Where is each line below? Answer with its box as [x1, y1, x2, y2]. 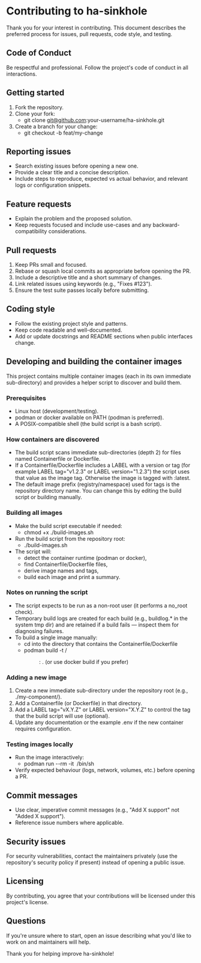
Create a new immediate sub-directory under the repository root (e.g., [14, 687, 188, 694]
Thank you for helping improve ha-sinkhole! [6, 950, 114, 957]
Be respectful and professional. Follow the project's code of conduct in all [6, 64, 189, 71]
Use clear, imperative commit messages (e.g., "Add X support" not [14, 806, 180, 813]
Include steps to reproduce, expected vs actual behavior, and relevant [14, 175, 188, 183]
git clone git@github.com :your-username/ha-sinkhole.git [23, 116, 165, 124]
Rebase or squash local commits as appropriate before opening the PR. [14, 267, 191, 275]
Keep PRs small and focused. [14, 261, 88, 268]
